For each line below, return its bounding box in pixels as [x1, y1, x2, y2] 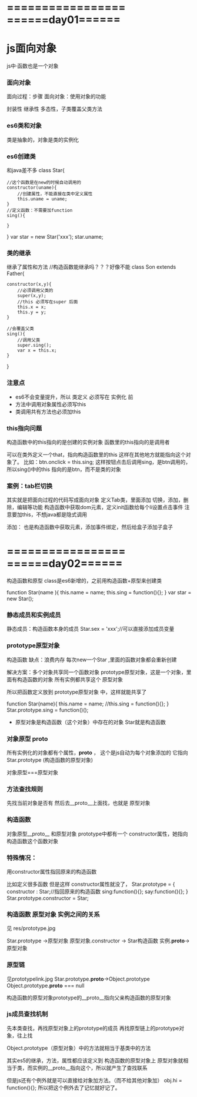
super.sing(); [17, 342, 52, 349]
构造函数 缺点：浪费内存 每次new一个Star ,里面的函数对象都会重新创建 [6, 656, 177, 663]
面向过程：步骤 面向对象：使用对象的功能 [6, 93, 106, 100]
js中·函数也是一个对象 [6, 62, 59, 69]
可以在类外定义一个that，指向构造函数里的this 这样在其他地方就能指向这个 [6, 451, 186, 458]
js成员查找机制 [6, 1010, 48, 1018]
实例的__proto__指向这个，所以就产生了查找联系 [32, 1064, 148, 1071]
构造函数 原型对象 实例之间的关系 [6, 910, 101, 918]
